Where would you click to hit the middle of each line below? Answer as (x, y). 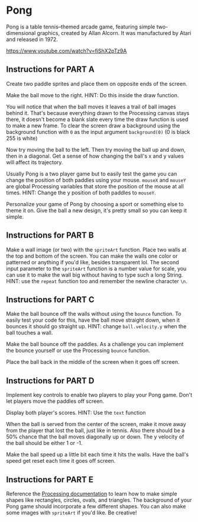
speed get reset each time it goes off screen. (61, 461)
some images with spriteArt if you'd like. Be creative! (72, 513)
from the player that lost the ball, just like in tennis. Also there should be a (95, 431)
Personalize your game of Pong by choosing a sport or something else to (95, 204)
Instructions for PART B (50, 236)
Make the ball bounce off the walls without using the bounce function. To (94, 314)
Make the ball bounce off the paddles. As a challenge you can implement (95, 344)
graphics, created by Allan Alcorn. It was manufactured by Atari (114, 33)
